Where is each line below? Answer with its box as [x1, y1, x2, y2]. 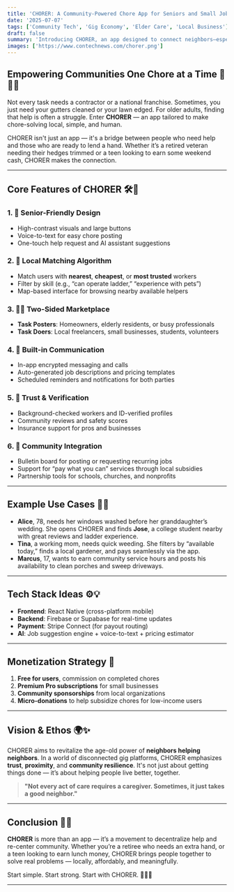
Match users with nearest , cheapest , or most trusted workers [17, 272, 197, 280]
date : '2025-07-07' [7, 17, 64, 24]
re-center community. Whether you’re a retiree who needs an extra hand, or [7, 842, 225, 851]
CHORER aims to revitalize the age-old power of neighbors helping [7, 746, 201, 755]
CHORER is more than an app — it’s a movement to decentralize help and [7, 835, 217, 843]
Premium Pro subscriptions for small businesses [17, 682, 159, 690]
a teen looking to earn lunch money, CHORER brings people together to [7, 849, 212, 858]
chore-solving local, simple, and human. [7, 120, 123, 128]
